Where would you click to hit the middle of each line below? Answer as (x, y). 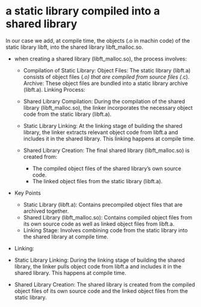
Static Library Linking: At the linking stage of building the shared (103, 125)
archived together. (46, 211)
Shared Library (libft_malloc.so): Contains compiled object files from (108, 217)
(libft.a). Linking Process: (54, 89)
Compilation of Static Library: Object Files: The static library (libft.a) (107, 70)
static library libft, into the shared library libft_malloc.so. (75, 47)
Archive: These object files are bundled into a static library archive (106, 83)
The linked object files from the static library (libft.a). (97, 181)
